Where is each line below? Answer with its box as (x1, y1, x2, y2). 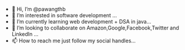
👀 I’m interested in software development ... (11, 12, 117, 19)
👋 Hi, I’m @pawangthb (11, 6, 66, 12)
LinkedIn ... (11, 31, 39, 38)
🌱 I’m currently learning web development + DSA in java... (11, 18, 152, 25)
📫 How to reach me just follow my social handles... (11, 37, 136, 44)
